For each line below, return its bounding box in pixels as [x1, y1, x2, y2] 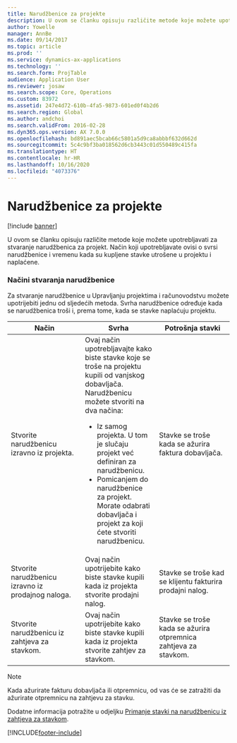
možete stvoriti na [85, 397, 145, 406]
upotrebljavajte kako [85, 344, 152, 354]
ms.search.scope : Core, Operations [7, 89, 112, 96]
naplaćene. [7, 258, 40, 266]
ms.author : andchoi [7, 115, 65, 122]
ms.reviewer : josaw [7, 83, 65, 90]
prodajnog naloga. [11, 590, 71, 600]
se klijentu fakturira [159, 576, 223, 586]
